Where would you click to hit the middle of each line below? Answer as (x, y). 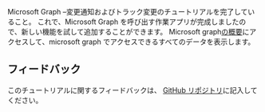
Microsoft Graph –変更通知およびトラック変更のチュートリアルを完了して (128, 12)
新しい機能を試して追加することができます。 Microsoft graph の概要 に (135, 32)
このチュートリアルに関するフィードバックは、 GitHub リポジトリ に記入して (132, 90)
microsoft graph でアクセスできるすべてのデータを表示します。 (152, 42)
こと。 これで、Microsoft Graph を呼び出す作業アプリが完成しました (127, 22)
